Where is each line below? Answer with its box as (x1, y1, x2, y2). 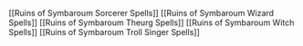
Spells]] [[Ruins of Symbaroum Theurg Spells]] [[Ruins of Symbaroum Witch (8, 17, 295, 28)
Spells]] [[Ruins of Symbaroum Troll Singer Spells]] (8, 27, 200, 37)
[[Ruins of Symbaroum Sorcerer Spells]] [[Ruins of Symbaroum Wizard (8, 8, 275, 18)
